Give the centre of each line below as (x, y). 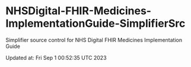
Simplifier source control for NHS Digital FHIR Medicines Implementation (94, 40)
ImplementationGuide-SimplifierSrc (95, 23)
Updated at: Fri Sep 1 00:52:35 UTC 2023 (56, 58)
